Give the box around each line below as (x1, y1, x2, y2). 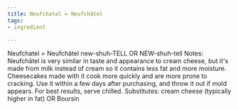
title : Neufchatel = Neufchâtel (7, 10, 103, 18)
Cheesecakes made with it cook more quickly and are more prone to (7, 72, 207, 80)
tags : (7, 17, 23, 24)
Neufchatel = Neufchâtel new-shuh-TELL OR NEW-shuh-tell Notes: (7, 49, 204, 57)
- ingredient (7, 23, 46, 31)
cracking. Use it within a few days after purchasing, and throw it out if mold (7, 79, 227, 88)
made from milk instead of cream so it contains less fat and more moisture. (7, 65, 227, 73)
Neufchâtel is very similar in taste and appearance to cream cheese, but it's (7, 57, 229, 65)
